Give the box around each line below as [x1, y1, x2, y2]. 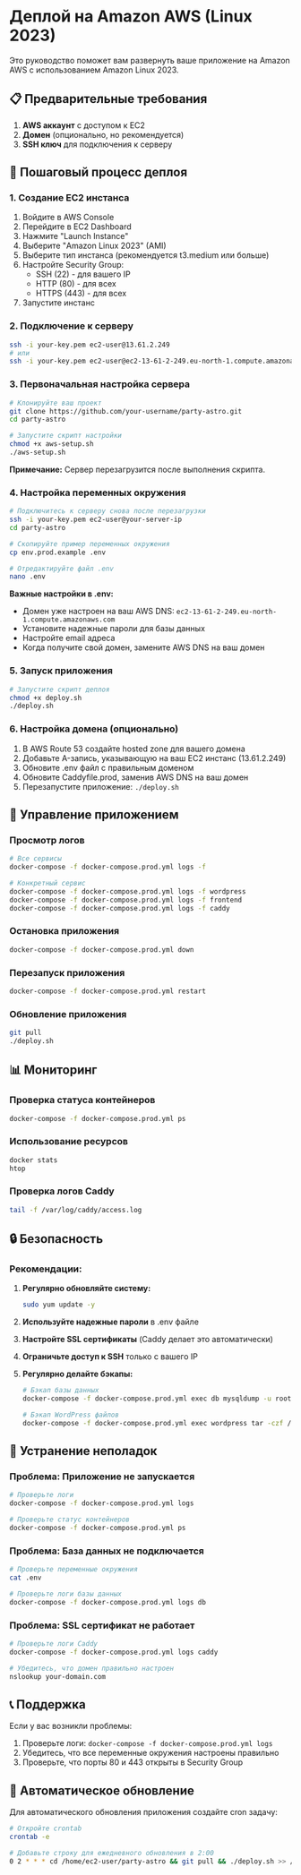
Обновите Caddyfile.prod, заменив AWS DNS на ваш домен [21, 772, 249, 783]
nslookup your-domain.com [9, 1672, 106, 1681]
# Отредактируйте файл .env [9, 564, 115, 573]
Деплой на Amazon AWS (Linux [9, 6, 253, 27]
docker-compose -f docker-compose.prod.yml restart [9, 987, 206, 996]
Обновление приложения [9, 1007, 127, 1020]
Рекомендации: [9, 1263, 82, 1275]
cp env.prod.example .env [9, 548, 106, 557]
